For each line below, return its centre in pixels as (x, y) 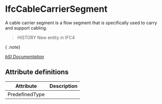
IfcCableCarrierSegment (56, 9)
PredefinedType (26, 94)
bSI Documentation (25, 56)
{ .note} (13, 47)
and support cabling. (26, 28)
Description (64, 86)
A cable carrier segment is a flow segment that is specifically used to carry (81, 23)
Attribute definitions (37, 72)
